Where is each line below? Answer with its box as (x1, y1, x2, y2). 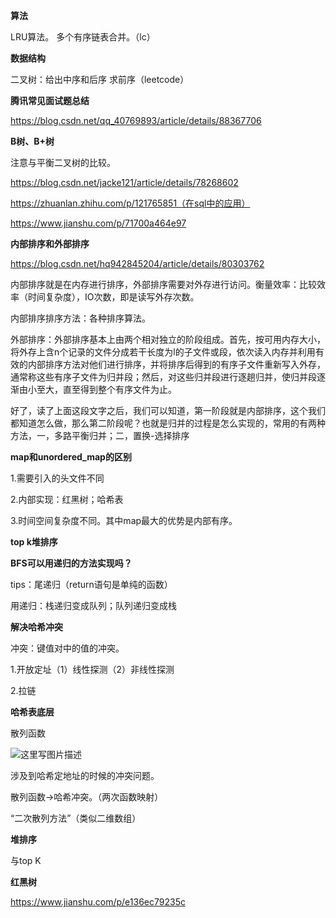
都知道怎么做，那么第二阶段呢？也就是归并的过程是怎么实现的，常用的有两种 (10, 417, 326, 429)
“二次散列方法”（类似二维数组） (10, 812, 142, 824)
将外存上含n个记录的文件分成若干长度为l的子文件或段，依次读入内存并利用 (10, 346, 316, 358)
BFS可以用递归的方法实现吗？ (10, 557, 133, 569)
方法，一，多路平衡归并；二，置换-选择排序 (10, 430, 190, 441)
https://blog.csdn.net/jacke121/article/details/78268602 (10, 177, 239, 188)
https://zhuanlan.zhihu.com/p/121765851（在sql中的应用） (10, 197, 251, 209)
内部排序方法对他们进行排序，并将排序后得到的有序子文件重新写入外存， (27, 359, 326, 370)
